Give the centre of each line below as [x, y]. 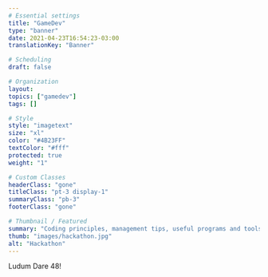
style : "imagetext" [41, 126]
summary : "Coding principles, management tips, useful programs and [124, 228]
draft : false [30, 67]
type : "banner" [33, 30]
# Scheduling [30, 60]
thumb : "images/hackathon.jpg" [60, 236]
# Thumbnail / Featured [48, 221]
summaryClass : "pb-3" [44, 200]
